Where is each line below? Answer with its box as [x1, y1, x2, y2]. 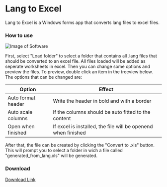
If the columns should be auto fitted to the [53, 109, 151, 116]
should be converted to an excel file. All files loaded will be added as [5, 58, 146, 64]
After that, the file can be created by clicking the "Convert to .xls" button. [5, 142, 155, 148]
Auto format [7, 94, 36, 101]
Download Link [5, 177, 36, 183]
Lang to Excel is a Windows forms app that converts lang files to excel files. [5, 19, 160, 25]
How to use [5, 32, 33, 39]
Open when [7, 123, 35, 130]
